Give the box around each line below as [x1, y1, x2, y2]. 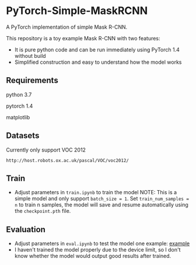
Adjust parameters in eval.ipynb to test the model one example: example [14, 240, 190, 247]
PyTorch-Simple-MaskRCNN [6, 4, 148, 18]
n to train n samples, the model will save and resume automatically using [14, 201, 188, 208]
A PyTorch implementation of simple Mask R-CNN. [6, 23, 128, 30]
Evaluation [6, 224, 45, 235]
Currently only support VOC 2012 [6, 146, 86, 153]
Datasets [6, 130, 40, 141]
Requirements [6, 75, 58, 85]
